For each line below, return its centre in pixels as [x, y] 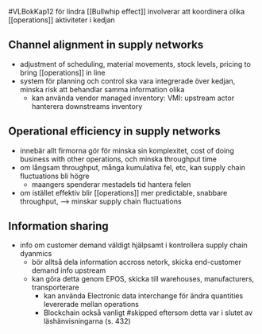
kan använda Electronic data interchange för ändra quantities [143, 296]
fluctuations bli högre [54, 176]
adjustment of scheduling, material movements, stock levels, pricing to [135, 64]
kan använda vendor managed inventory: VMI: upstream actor [133, 98]
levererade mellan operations [91, 305]
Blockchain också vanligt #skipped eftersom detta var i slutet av [148, 313]
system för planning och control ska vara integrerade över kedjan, [127, 81]
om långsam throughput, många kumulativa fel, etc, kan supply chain [133, 167]
